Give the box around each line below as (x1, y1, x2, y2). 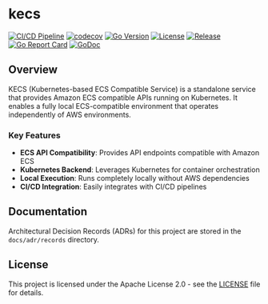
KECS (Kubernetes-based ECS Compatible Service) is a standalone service (8, 84, 256, 94)
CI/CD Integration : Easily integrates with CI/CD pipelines (19, 182, 207, 192)
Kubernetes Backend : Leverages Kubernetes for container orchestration (19, 165, 260, 174)
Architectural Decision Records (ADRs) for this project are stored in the (8, 226, 242, 236)
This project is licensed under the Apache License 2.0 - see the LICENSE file (8, 279, 261, 289)
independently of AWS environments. (8, 110, 132, 119)
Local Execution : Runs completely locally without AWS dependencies (19, 174, 250, 183)
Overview (8, 63, 58, 77)
